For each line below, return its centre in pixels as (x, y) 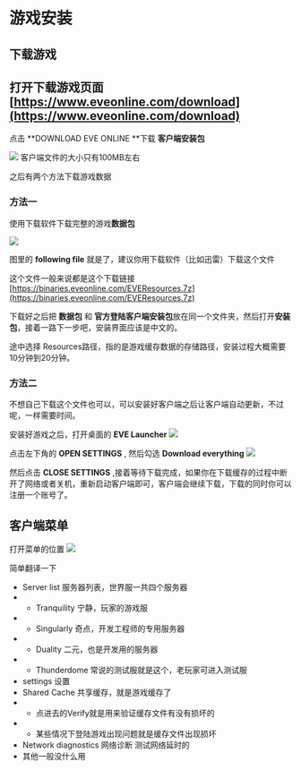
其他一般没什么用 (54, 756)
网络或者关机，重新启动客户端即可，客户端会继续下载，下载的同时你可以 (158, 483)
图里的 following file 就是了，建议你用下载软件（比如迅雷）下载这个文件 (142, 259)
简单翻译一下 (33, 568)
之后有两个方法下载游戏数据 (60, 176)
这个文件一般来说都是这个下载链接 (72, 278)
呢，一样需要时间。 (45, 415)
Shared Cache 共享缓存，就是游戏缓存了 (97, 692)
